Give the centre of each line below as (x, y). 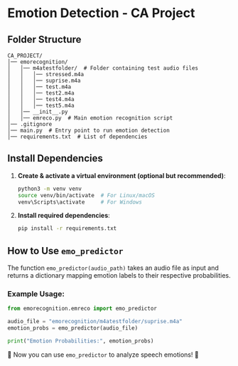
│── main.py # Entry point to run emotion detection (89, 130)
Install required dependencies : (64, 216)
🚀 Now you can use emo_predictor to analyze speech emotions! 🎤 (103, 355)
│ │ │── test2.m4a (41, 93)
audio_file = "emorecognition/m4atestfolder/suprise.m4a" (95, 322)
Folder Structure (44, 40)
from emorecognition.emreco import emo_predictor (82, 309)
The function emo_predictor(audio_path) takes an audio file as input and (113, 268)
